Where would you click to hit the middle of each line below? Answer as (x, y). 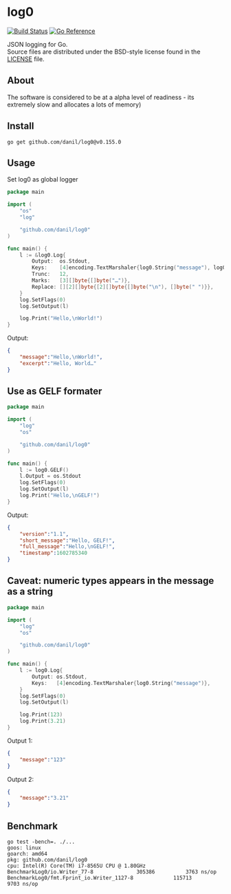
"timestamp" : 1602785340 (54, 553)
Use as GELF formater (55, 392)
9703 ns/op (23, 884)
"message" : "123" (43, 760)
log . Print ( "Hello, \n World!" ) (61, 318)
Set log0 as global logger (43, 179)
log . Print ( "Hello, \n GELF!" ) (59, 496)
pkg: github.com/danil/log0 (47, 860)
